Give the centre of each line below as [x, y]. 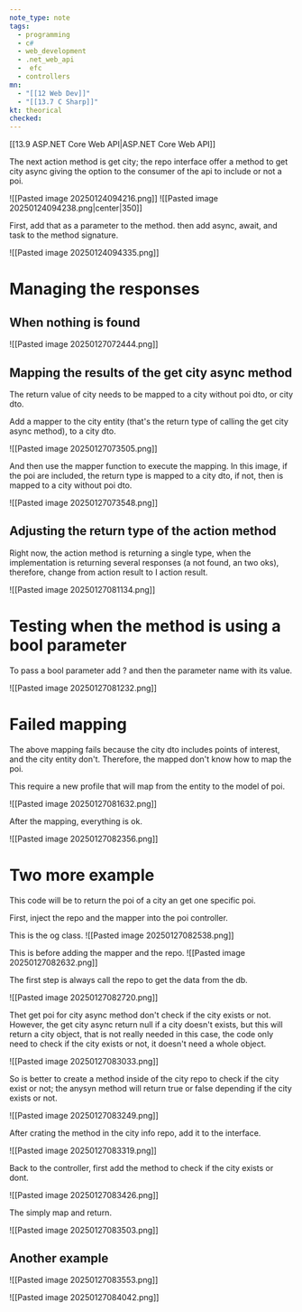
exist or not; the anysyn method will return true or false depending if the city [151, 1088]
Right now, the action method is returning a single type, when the [130, 553]
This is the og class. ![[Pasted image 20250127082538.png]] [122, 935]
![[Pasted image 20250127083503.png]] [84, 1230]
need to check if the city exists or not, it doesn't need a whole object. [138, 1044]
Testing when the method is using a [145, 626]
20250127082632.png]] [54, 962]
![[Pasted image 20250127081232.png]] [83, 688]
